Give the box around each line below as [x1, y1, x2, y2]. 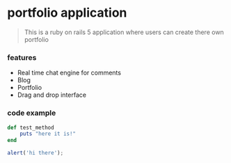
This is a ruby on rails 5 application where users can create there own [24, 28, 224, 36]
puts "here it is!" [19, 130, 77, 137]
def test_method [7, 124, 54, 131]
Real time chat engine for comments [17, 68, 122, 77]
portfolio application [7, 5, 127, 21]
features [7, 52, 37, 62]
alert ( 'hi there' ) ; [7, 150, 64, 157]
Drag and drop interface [17, 91, 87, 99]
